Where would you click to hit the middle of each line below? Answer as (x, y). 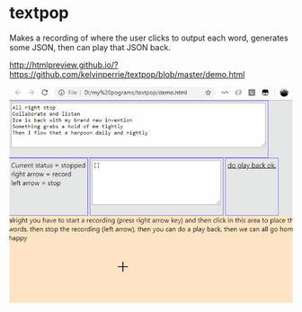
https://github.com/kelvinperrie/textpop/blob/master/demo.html (127, 74)
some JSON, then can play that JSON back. (90, 47)
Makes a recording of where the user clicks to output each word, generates (149, 38)
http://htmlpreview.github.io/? (64, 65)
